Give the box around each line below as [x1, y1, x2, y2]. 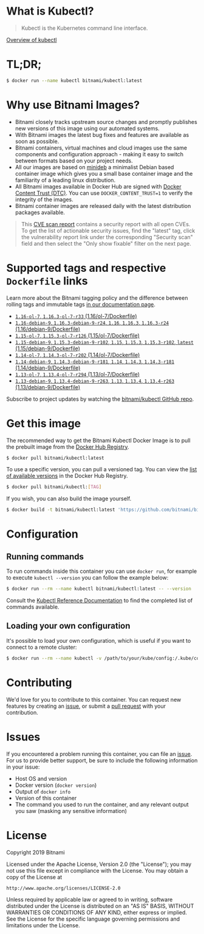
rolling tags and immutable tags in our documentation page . [6, 300, 156, 308]
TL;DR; [6, 58, 42, 71]
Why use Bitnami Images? [6, 98, 140, 112]
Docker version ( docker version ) [15, 781, 97, 789]
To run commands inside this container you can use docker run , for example [6, 567, 197, 575]
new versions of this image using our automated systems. [15, 125, 160, 132]
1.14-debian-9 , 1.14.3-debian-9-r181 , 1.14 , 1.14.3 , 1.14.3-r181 [15, 358, 175, 365]
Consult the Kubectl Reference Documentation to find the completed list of [6, 597, 193, 604]
